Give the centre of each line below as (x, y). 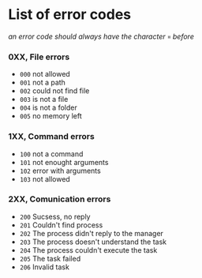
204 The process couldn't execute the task (88, 250)
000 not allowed (45, 74)
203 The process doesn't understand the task (93, 242)
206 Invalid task (44, 267)
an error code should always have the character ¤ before (101, 36)
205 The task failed (50, 258)
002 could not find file (54, 91)
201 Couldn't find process (61, 225)
